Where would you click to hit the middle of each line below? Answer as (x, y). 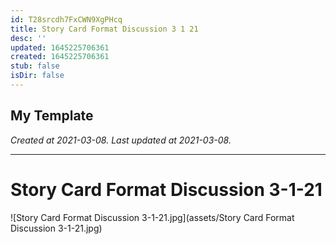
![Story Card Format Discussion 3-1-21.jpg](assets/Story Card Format (152, 217)
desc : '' (28, 38)
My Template (52, 116)
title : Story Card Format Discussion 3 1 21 (104, 29)
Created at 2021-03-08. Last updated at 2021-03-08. (121, 140)
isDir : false (37, 76)
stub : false (35, 66)
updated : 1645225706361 (60, 47)
